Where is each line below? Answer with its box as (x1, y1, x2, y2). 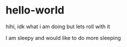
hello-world (5, 4, 65, 17)
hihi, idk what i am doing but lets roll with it (5, 23, 111, 30)
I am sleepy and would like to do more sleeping (5, 34, 122, 41)
